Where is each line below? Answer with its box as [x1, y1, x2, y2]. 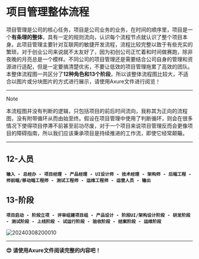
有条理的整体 [11, 33, 43, 40]
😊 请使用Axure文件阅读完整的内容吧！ [6, 247, 101, 254]
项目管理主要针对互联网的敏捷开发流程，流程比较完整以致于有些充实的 [21, 41, 193, 48]
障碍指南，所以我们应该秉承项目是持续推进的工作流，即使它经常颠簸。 [16, 129, 188, 137]
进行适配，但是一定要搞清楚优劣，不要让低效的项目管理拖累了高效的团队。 [11, 63, 193, 70]
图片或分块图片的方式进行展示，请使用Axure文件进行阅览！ [16, 77, 161, 85]
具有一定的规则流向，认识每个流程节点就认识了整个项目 [47, 33, 182, 40]
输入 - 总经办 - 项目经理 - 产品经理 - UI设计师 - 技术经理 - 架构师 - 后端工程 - [6, 171, 192, 177]
